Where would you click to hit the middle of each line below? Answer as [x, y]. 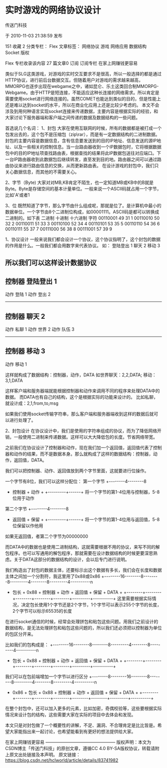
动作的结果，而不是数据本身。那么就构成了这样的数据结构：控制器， [83, 454]
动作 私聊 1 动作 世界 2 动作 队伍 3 [40, 329]
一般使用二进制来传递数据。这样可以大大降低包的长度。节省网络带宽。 [85, 437]
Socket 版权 [17, 52]
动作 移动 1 [16, 364]
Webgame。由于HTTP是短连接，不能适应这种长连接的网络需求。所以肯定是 [83, 92]
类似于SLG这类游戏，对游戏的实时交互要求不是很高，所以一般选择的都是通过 [83, 73]
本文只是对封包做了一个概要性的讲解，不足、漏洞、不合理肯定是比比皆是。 [81, 725]
